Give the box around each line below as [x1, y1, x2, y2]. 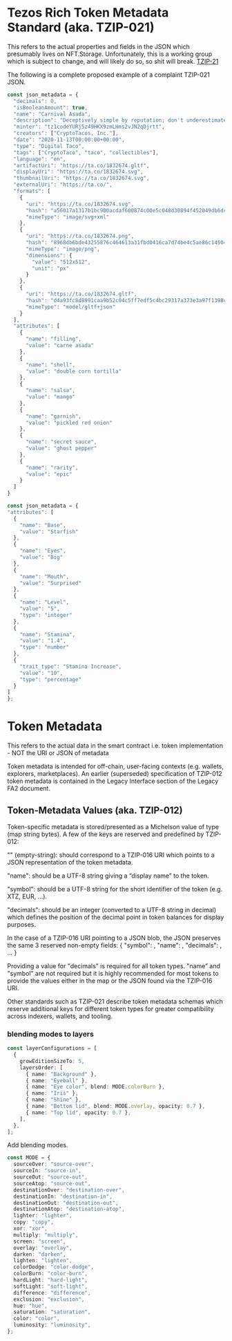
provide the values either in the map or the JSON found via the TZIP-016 [7, 977, 213, 985]
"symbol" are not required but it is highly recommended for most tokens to [7, 969, 219, 977]
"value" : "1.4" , [19, 638, 67, 645]
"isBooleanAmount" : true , [13, 104, 88, 111]
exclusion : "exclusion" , [13, 1295, 85, 1303]
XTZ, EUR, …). [7, 892, 47, 900]
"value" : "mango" [25, 394, 76, 400]
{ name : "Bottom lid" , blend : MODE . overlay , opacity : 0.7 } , [25, 1103, 206, 1110]
